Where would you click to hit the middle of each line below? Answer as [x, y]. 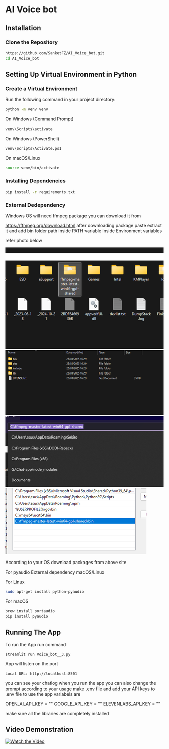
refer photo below [24, 241]
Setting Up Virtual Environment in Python [71, 74]
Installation [23, 28]
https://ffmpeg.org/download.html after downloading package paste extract [84, 226]
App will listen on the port [32, 664]
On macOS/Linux [23, 158]
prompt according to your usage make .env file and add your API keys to [80, 689]
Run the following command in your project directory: [60, 100]
